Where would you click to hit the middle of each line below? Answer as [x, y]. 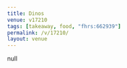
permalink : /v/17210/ [38, 33]
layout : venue [27, 39]
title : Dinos [26, 13]
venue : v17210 [27, 20]
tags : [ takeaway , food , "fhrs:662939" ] [64, 26]
